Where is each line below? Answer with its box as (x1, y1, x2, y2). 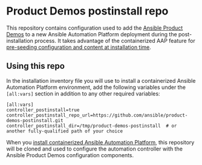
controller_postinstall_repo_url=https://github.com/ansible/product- (6, 112, 188, 118)
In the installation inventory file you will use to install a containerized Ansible (6, 77, 196, 84)
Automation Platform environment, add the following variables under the (6, 83, 186, 91)
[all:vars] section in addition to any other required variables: (6, 89, 160, 97)
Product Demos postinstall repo (6, 4, 169, 18)
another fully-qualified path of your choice (6, 128, 123, 134)
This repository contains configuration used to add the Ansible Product (6, 24, 183, 31)
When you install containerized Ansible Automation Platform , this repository (6, 138, 195, 146)
